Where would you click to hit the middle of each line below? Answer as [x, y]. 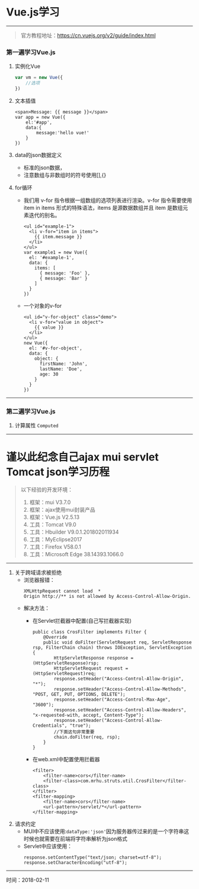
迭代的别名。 [44, 215]
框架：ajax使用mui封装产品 [62, 510]
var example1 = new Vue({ [55, 252]
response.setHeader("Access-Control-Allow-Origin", [119, 679]
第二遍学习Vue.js [31, 411]
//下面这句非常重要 [74, 732]
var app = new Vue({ [40, 117]
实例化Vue [27, 67]
